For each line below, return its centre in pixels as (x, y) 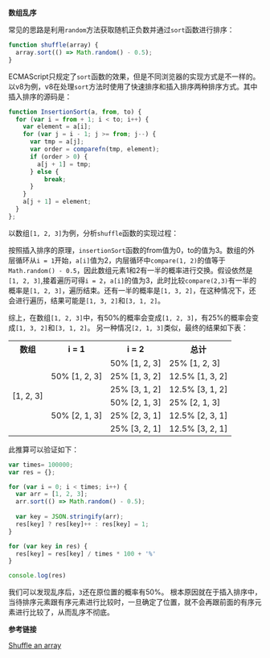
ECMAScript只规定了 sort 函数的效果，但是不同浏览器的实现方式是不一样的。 (134, 77)
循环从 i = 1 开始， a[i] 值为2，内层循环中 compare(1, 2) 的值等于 (121, 260)
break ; (55, 179)
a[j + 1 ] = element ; (57, 202)
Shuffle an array (35, 646)
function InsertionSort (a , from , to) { (75, 112)
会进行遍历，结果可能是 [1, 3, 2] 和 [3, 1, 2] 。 (86, 300)
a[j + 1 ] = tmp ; (64, 164)
